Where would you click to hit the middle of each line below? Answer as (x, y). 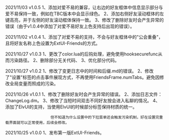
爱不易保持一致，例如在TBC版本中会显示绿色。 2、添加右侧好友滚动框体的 (82, 14)
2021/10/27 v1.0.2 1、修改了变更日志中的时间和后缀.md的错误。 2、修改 (79, 71)
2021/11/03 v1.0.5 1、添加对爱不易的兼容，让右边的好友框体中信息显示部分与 (84, 7)
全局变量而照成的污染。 (34, 84)
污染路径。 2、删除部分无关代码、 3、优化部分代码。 (64, 60)
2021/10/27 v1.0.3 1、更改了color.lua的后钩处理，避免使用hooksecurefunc (81, 54)
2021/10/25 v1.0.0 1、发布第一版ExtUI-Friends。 (55, 133)
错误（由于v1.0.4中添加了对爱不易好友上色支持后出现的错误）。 (70, 26)
